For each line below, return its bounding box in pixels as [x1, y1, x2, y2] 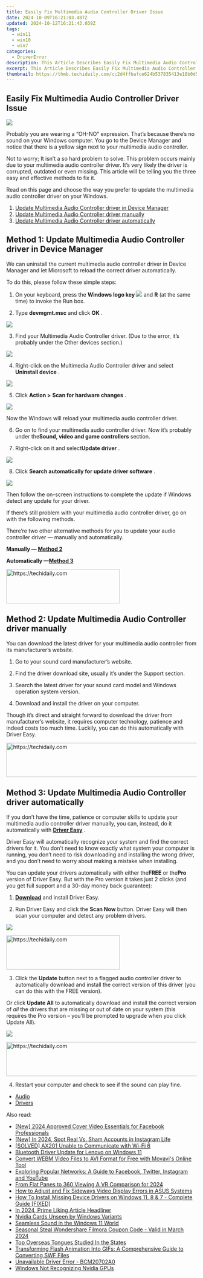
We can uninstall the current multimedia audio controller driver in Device [6, 260, 186, 267]
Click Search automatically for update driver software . [14, 468, 156, 475]
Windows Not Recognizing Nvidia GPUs [14, 1264, 114, 1271]
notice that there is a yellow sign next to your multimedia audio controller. [6, 143, 188, 150]
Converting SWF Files [14, 1251, 69, 1259]
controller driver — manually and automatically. [6, 533, 124, 540]
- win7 [11, 43, 28, 49]
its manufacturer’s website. [6, 646, 74, 653]
